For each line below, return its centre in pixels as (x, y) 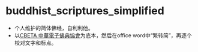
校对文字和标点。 (35, 43)
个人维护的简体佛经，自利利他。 (54, 28)
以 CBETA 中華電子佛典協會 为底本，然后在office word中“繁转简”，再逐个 (103, 35)
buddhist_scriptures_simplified (85, 11)
